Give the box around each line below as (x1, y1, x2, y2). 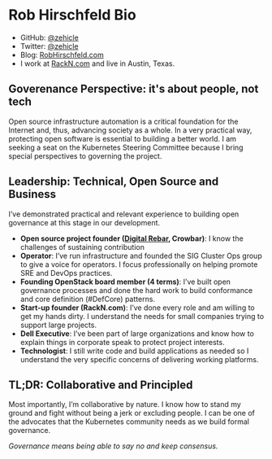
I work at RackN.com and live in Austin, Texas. (19, 59, 175, 68)
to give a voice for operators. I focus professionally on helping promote (19, 259, 258, 269)
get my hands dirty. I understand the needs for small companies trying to (19, 311, 265, 321)
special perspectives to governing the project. (8, 151, 162, 160)
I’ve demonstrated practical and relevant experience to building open (8, 209, 240, 219)
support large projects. (19, 320, 97, 330)
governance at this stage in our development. (8, 217, 161, 227)
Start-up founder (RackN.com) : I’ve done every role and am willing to (19, 303, 255, 313)
